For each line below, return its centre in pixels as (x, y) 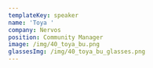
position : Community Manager (56, 37)
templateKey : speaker (44, 15)
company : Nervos (35, 30)
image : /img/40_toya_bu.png (54, 45)
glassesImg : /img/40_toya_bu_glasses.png (77, 52)
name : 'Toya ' (31, 23)
